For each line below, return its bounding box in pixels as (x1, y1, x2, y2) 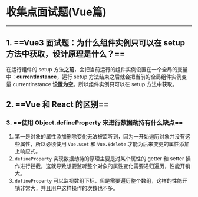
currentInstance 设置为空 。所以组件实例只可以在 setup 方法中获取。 (12, 80, 178, 87)
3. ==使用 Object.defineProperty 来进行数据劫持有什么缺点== (6, 119, 183, 127)
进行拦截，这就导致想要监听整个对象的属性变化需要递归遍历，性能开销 (19, 163, 190, 170)
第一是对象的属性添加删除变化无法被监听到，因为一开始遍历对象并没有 (14, 133, 186, 140)
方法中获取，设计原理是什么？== (6, 49, 126, 59)
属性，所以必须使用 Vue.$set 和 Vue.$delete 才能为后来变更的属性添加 (19, 140, 190, 147)
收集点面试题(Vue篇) (6, 5, 107, 19)
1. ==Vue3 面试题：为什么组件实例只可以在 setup (6, 38, 186, 48)
